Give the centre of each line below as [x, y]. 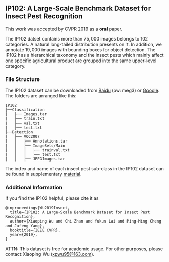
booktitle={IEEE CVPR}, [35, 230]
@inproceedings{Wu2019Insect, [38, 208]
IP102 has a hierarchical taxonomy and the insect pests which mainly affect [84, 55]
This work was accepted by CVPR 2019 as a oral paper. [64, 29]
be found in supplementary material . [44, 174]
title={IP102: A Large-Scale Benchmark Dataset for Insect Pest [80, 212]
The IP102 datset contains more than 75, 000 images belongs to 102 [77, 38]
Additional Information [34, 188]
